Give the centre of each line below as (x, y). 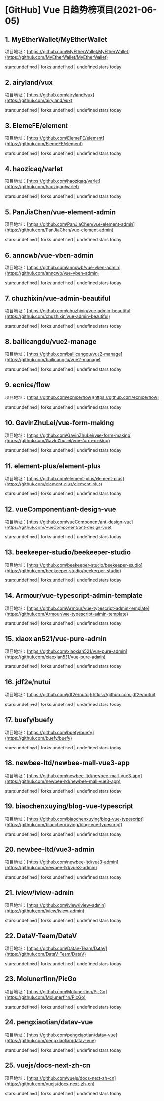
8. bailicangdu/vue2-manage (51, 342)
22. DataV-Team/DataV (41, 936)
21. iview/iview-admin (40, 893)
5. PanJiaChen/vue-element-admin (61, 212)
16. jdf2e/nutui (28, 682)
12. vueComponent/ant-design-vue (61, 509)
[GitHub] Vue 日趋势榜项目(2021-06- (81, 10)
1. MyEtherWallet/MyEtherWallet (56, 39)
